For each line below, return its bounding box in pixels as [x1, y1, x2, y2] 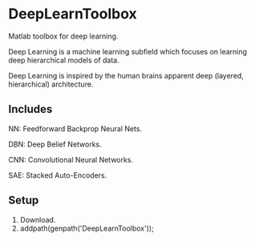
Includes [8, 102, 53, 116]
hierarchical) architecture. [8, 79, 94, 89]
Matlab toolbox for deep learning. [8, 31, 119, 41]
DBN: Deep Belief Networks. [8, 139, 102, 149]
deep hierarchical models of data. [8, 55, 119, 65]
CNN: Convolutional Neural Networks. [8, 155, 134, 164]
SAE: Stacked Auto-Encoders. [8, 170, 107, 180]
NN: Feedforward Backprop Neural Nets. [8, 123, 143, 133]
